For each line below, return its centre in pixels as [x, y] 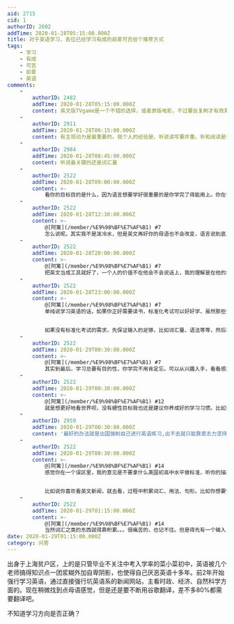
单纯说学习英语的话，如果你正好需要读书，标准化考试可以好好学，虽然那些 [135, 312]
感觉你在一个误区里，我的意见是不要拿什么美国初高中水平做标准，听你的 [133, 473]
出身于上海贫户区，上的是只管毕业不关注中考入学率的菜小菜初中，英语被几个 [117, 563]
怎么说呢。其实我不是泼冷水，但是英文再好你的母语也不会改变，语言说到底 [135, 234]
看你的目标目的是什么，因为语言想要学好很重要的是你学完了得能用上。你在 [135, 195]
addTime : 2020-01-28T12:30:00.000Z [84, 214]
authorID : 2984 [54, 150]
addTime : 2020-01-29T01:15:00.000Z [84, 510]
